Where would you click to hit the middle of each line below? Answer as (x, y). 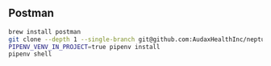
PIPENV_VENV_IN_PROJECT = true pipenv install (84, 47)
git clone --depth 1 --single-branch (72, 39)
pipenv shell (30, 54)
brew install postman (45, 31)
